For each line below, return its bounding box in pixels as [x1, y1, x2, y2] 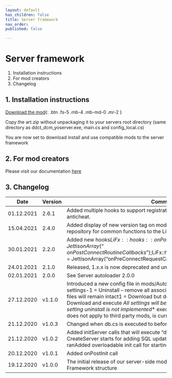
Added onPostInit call [66, 349, 118, 357]
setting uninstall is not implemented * [66, 305, 156, 313]
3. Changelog [5, 183, 49, 192]
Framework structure [66, 364, 117, 371]
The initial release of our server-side [66, 358, 155, 365]
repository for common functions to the [66, 228, 161, 235]
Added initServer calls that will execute [66, 328, 160, 336]
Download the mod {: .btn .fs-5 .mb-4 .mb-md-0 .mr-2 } [5, 109, 122, 115]
